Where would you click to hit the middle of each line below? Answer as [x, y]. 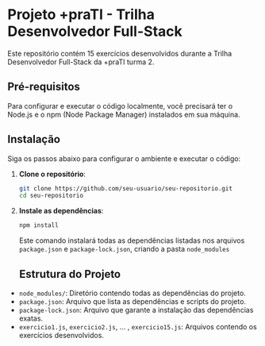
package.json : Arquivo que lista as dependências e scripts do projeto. [132, 302]
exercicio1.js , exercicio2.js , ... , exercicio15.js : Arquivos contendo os [138, 327]
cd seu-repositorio [51, 196]
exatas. [31, 318]
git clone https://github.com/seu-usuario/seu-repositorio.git [126, 188]
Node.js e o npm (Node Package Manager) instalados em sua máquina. [124, 114]
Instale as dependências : [61, 211]
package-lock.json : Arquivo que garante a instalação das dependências [136, 310]
